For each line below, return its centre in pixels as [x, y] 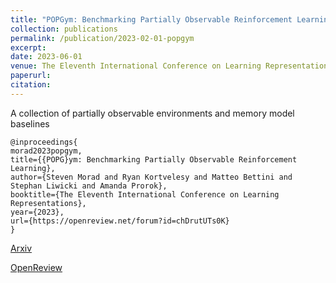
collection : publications [64, 29]
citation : [31, 85]
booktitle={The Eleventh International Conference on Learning [145, 194]
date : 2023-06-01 [46, 57]
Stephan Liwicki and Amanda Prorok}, [89, 186]
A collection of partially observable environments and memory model [152, 113]
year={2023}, [37, 212]
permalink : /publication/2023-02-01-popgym [102, 38]
